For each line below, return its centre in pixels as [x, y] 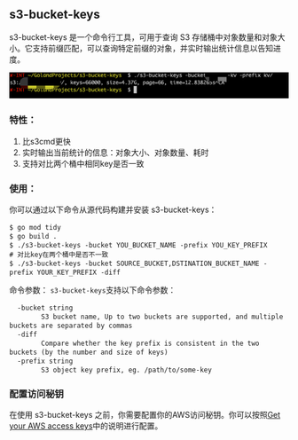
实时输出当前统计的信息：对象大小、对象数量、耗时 [115, 152]
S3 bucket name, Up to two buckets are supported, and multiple [162, 317]
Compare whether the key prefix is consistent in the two [150, 343]
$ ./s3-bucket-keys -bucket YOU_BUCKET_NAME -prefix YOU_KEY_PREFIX [138, 245]
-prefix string [45, 361]
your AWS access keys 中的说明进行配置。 [86, 426]
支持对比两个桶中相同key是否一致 [83, 163]
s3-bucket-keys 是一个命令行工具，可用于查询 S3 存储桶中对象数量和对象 [143, 37]
